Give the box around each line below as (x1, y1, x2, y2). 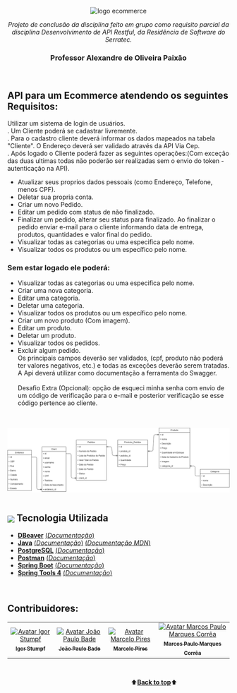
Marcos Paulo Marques (163, 641, 222, 648)
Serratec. (104, 35, 133, 44)
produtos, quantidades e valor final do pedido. (17, 230, 152, 239)
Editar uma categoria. (17, 294, 80, 303)
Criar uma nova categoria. (17, 287, 94, 295)
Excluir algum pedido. (17, 346, 81, 355)
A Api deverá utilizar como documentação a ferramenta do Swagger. (17, 369, 217, 378)
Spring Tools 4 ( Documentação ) (17, 568, 113, 577)
